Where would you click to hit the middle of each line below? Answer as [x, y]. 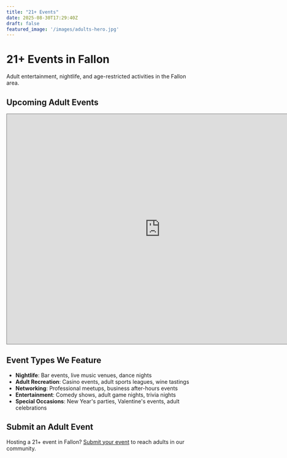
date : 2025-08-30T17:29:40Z [42, 18]
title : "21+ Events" [33, 12]
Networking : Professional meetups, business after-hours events [97, 388]
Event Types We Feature [54, 360]
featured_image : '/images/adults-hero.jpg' [63, 29]
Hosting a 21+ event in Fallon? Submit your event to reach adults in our [96, 441]
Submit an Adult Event [50, 427]
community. [21, 448]
